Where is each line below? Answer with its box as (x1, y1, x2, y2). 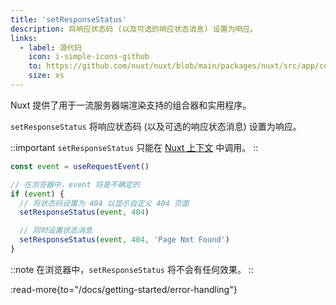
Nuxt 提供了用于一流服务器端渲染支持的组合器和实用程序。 (10, 99, 252, 111)
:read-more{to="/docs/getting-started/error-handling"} (10, 283, 238, 295)
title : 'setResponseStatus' (10, 14, 128, 25)
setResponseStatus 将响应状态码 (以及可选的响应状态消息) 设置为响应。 (10, 120, 302, 132)
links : (10, 33, 38, 43)
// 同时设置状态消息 (19, 226, 93, 236)
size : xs (28, 71, 65, 81)
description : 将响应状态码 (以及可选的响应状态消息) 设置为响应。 (10, 24, 258, 34)
